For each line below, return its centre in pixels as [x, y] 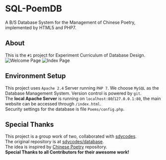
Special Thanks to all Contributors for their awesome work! [67, 152]
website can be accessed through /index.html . [53, 104]
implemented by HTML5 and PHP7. [41, 27]
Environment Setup [35, 76]
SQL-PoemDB [34, 9]
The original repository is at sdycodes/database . [55, 142]
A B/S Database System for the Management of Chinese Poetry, [70, 22]
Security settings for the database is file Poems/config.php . [65, 109]
